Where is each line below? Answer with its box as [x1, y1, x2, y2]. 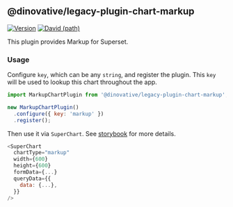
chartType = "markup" [13, 149, 70, 156]
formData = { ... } [13, 169, 58, 176]
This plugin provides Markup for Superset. [7, 38, 129, 46]
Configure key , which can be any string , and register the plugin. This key [7, 71, 216, 79]
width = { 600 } [13, 156, 49, 163]
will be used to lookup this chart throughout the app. [7, 78, 158, 86]
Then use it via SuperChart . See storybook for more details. [7, 129, 176, 138]
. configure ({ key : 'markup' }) [13, 110, 104, 117]
